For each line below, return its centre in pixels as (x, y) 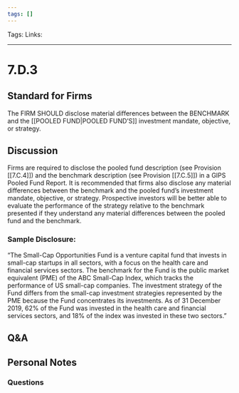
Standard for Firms (50, 96)
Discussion (33, 151)
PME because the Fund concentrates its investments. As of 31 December (114, 300)
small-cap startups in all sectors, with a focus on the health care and (108, 262)
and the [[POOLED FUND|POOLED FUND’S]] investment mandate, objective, (119, 121)
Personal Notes (42, 362)
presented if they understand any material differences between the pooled (116, 213)
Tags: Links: (25, 34)
